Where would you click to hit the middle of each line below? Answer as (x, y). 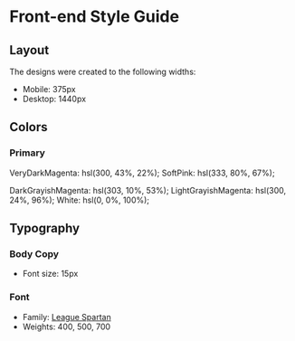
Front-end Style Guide (94, 17)
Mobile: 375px (49, 89)
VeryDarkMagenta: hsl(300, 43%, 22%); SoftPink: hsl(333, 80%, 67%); (142, 173)
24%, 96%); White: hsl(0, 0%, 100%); (80, 200)
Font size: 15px (50, 274)
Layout (29, 50)
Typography (44, 228)
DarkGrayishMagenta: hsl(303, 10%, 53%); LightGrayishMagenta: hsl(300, (148, 190)
